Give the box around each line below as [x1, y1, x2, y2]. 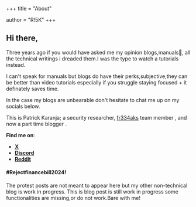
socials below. [6, 103, 40, 110]
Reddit [14, 155, 31, 162]
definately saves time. [6, 85, 59, 92]
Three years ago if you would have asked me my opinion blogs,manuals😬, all [6, 49, 191, 56]
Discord [14, 149, 35, 156]
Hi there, [6, 33, 39, 43]
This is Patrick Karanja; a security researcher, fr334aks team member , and [6, 114, 187, 121]
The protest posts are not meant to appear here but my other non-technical [6, 182, 188, 189]
